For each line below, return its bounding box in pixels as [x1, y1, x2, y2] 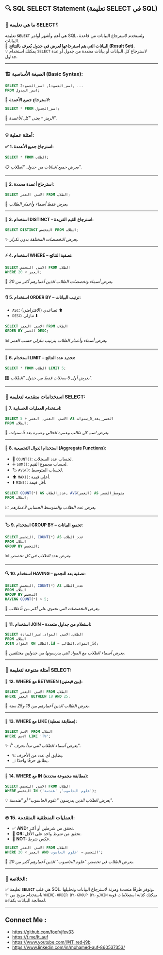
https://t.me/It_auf [12, 934, 49, 940]
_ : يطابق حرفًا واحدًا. [12, 757, 49, 763]
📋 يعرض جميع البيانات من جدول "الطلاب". [5, 164, 82, 170]
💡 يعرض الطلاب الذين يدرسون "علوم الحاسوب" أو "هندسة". [5, 797, 113, 803]
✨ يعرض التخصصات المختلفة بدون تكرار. [5, 236, 79, 242]
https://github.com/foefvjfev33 [12, 929, 74, 935]
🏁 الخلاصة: [5, 875, 28, 882]
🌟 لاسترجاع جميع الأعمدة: [5, 97, 50, 103]
